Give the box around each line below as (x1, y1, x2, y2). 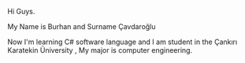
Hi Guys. (7, 7, 35, 16)
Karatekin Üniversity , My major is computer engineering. (7, 46, 193, 54)
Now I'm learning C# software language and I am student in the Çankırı (7, 37, 238, 46)
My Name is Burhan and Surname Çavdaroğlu (7, 22, 156, 31)
